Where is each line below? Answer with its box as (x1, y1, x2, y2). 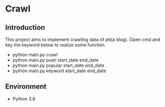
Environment (5, 82, 47, 91)
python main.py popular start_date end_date (12, 63, 104, 68)
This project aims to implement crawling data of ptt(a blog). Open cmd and (5, 36, 160, 42)
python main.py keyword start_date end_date (12, 68, 106, 74)
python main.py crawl (12, 51, 58, 58)
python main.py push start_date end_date (12, 57, 99, 63)
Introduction (5, 23, 45, 32)
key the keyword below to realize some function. (5, 42, 106, 48)
